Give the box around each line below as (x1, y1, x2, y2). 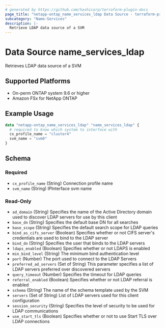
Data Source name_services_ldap (5, 47, 145, 58)
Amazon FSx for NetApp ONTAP (12, 95, 78, 101)
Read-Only (5, 197, 32, 204)
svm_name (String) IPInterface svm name (12, 185, 92, 191)
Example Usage (5, 109, 54, 118)
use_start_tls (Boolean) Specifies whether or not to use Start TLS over (12, 313, 157, 319)
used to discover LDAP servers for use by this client (12, 214, 117, 220)
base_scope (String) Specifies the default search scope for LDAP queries (12, 224, 158, 231)
